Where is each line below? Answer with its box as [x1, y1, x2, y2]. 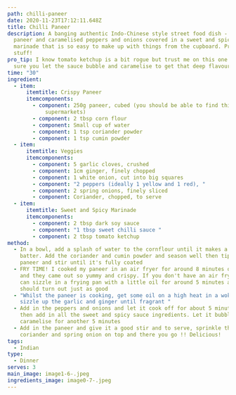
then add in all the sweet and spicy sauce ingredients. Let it [20, 311, 212, 319]
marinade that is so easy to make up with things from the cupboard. [13, 43, 221, 50]
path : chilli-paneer [7, 10, 68, 18]
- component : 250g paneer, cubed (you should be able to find [32, 102, 218, 109]
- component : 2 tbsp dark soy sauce [32, 220, 140, 227]
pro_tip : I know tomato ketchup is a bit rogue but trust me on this [7, 56, 216, 63]
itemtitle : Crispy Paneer [25, 89, 102, 96]
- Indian [13, 344, 39, 351]
